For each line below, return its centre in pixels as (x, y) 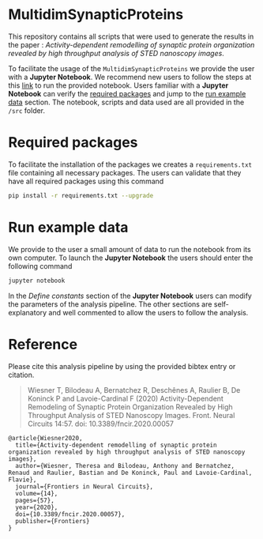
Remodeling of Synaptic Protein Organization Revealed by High (130, 407)
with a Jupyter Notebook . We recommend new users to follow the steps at (130, 77)
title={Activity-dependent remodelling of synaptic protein (116, 445)
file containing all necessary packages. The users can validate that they (125, 172)
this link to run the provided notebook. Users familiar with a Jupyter (118, 85)
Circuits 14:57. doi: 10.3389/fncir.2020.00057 (101, 424)
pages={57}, (35, 500)
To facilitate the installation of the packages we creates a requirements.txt (130, 164)
